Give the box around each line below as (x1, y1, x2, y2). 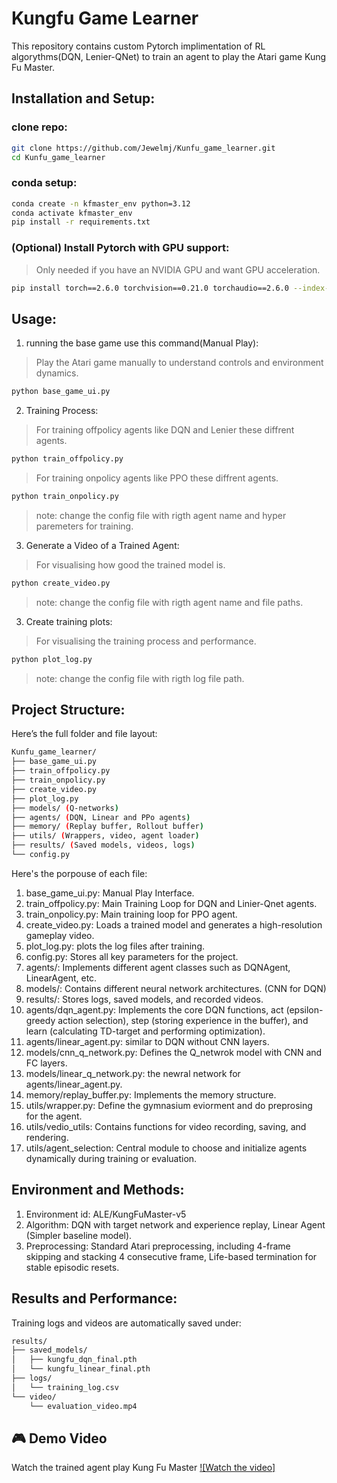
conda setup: (11, 176, 78, 190)
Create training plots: (25, 615, 113, 627)
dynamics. (35, 367, 79, 379)
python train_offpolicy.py (11, 454, 124, 464)
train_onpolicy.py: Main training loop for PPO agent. (25, 908, 238, 920)
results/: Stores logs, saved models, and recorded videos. (25, 993, 264, 1005)
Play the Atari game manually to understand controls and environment (35, 357, 324, 369)
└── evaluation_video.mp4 (29, 1401, 138, 1411)
